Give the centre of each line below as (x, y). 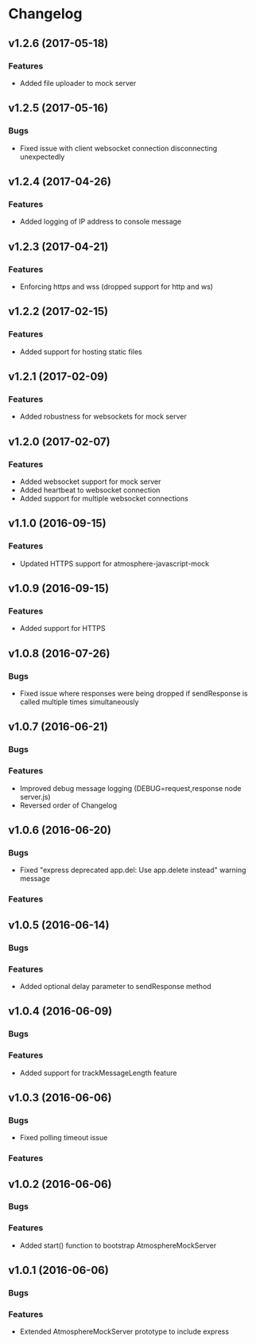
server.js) (35, 797)
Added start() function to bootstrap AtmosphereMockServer (118, 1245)
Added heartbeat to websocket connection (90, 490)
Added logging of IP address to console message (101, 222)
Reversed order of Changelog (68, 805)
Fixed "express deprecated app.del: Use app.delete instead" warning (133, 870)
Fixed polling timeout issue (64, 1138)
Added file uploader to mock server (78, 83)
